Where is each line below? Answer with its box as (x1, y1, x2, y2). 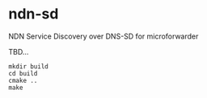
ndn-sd (8, 5, 59, 23)
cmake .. (8, 76, 38, 84)
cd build (8, 69, 38, 77)
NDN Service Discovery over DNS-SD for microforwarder (8, 31, 199, 41)
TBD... (8, 47, 29, 56)
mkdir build (8, 62, 49, 71)
